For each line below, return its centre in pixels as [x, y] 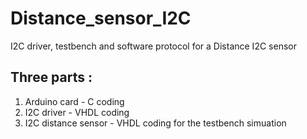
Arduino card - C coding [74, 101]
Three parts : [51, 77]
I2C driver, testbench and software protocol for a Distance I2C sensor [153, 46]
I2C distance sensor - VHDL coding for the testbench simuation [155, 123]
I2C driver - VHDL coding [77, 112]
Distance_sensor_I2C [101, 18]
